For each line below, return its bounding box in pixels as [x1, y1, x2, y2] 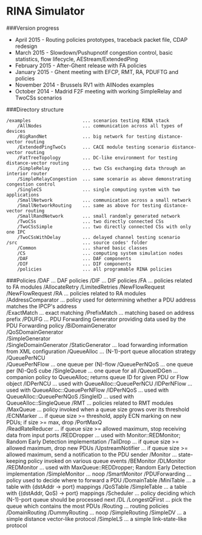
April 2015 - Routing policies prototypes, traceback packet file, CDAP [15, 36, 188, 43]
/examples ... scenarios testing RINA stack [6, 117, 170, 124]
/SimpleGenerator [6, 335, 51, 342]
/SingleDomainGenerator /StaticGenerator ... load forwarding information [6, 341, 188, 348]
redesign [15, 42, 38, 50]
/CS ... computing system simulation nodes [17, 250, 183, 256]
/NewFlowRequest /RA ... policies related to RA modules [6, 289, 146, 297]
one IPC [6, 229, 26, 235]
